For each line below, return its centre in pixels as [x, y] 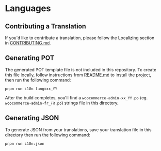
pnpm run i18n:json [25, 144]
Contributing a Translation [46, 26]
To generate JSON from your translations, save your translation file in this [78, 130]
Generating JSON [32, 118]
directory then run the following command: [48, 135]
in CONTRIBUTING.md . [28, 43]
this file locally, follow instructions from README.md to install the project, [78, 75]
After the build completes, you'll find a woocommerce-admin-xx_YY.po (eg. [76, 97]
